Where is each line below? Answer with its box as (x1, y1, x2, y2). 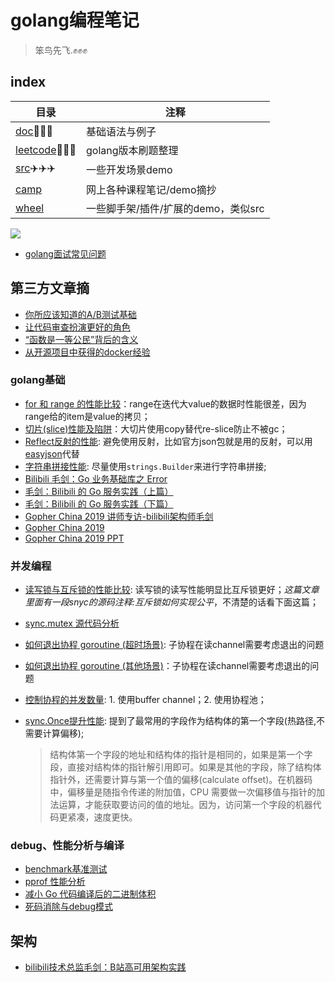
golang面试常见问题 (24, 247, 107, 260)
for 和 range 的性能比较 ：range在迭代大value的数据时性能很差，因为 (24, 397, 307, 410)
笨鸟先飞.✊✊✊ (34, 44, 88, 56)
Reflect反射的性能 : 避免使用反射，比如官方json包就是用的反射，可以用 (24, 435, 313, 447)
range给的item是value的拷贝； (24, 410, 151, 422)
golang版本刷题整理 (85, 143, 179, 157)
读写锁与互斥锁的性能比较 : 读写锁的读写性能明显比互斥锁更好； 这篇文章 (24, 584, 320, 596)
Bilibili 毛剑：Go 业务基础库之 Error (24, 472, 168, 485)
